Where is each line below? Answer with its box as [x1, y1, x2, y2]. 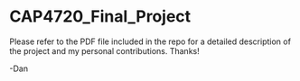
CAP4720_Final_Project [9, 6, 192, 27]
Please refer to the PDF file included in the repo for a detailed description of [9, 36, 292, 47]
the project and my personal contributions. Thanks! [9, 45, 201, 56]
